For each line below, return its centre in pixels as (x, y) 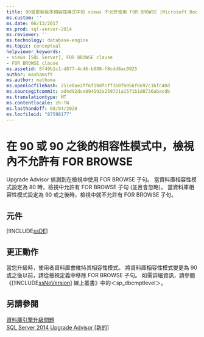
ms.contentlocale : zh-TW (38, 103)
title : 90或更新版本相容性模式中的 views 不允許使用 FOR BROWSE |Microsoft (97, 12)
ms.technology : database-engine (47, 40)
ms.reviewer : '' (27, 35)
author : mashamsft (30, 74)
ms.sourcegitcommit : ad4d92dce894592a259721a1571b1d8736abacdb (88, 92)
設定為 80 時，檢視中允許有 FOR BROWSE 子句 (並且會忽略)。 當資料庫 (100, 187)
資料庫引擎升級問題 (30, 320)
